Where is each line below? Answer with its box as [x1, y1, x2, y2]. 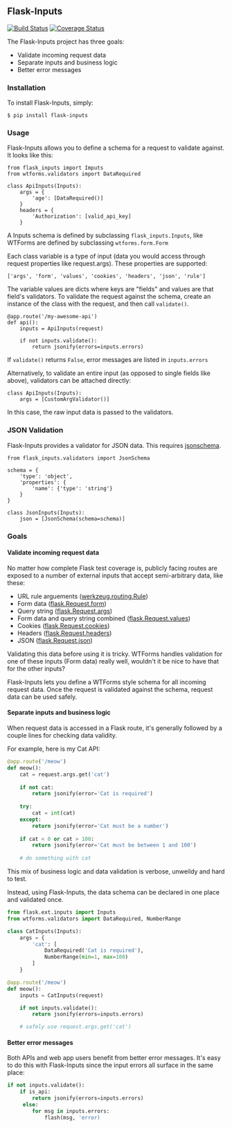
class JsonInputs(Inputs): [7, 509, 85, 516]
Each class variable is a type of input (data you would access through [7, 252, 206, 261]
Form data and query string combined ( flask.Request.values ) [17, 614, 191, 623]
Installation [7, 83, 46, 92]
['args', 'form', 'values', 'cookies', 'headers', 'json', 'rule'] [7, 273, 206, 280]
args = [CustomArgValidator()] [19, 396, 110, 403]
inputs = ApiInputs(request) [19, 325, 104, 332]
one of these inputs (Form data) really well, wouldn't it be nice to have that [7, 657, 220, 665]
